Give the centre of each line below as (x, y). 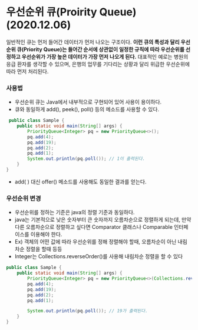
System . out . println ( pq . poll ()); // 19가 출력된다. (88, 311)
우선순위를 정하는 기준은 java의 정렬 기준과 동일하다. (75, 212)
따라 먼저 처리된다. (27, 71)
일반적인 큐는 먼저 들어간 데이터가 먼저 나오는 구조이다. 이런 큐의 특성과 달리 (93, 42)
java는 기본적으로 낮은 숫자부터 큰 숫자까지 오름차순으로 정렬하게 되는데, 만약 (103, 220)
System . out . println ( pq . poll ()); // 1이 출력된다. (86, 159)
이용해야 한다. (46, 234)
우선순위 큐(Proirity (52, 12)
